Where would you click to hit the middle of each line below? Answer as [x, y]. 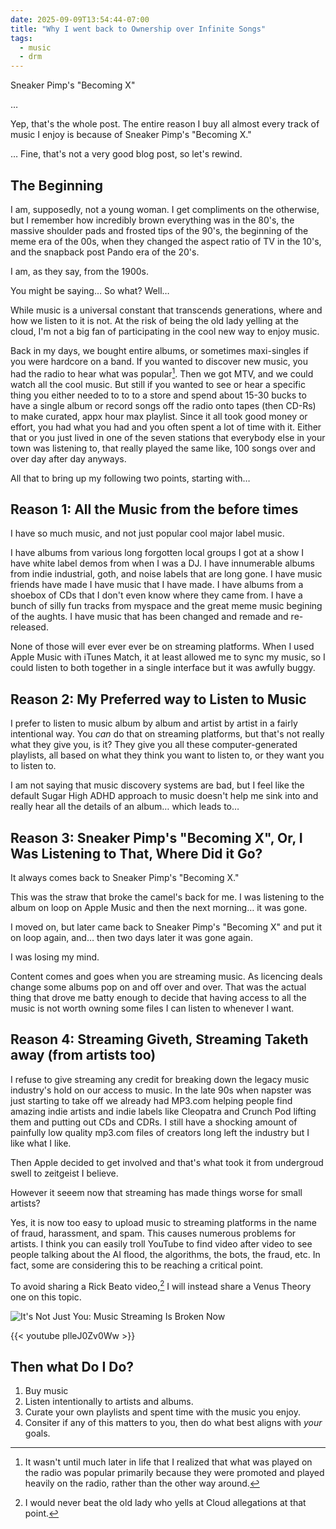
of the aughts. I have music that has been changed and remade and [149, 617]
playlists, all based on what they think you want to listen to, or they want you [167, 755]
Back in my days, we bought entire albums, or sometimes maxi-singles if [159, 350]
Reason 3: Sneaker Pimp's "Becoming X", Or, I [156, 837]
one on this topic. [46, 1297]
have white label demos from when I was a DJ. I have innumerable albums [162, 563]
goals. [37, 1433]
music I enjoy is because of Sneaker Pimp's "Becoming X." [131, 135]
